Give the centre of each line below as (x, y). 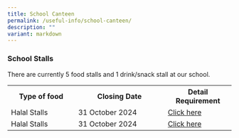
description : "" (31, 27)
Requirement (198, 100)
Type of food (41, 96)
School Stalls (31, 59)
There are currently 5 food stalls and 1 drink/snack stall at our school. (109, 74)
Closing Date (119, 96)
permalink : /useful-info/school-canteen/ (70, 21)
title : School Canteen (41, 14)
